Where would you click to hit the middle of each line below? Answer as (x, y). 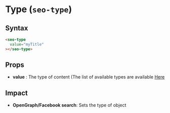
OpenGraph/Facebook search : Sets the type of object (69, 105)
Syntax (17, 28)
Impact (16, 93)
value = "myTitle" (27, 44)
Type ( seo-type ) (39, 9)
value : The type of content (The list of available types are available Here (89, 77)
